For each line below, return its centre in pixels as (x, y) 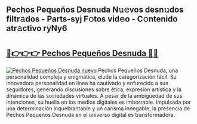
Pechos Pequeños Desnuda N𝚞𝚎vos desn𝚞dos (95, 10)
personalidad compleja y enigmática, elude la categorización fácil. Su (92, 77)
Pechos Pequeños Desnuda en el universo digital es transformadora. (90, 115)
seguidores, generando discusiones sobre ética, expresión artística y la (94, 89)
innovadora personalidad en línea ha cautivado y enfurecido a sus (87, 83)
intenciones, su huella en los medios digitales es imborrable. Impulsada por (98, 102)
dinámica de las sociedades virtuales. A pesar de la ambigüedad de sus (94, 96)
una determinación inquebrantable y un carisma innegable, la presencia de (98, 108)
